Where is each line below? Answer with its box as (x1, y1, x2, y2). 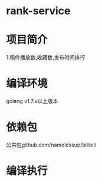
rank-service (6, 4, 71, 18)
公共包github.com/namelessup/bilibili (6, 141, 96, 148)
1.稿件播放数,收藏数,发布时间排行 (6, 54, 85, 61)
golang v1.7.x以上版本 (6, 98, 58, 105)
